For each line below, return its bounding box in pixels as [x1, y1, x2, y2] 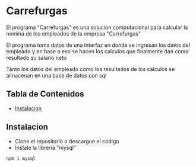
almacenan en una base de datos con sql [6, 72, 107, 79]
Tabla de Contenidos [6, 89, 84, 99]
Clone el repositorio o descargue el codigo [14, 137, 119, 144]
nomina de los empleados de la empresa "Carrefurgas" [6, 30, 141, 37]
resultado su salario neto [6, 54, 67, 61]
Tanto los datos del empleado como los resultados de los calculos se [6, 65, 175, 72]
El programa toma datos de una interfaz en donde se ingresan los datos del [6, 41, 190, 49]
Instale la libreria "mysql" [14, 144, 76, 151]
